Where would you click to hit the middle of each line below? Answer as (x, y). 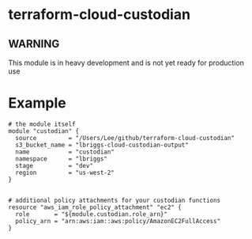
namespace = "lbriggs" (62, 159)
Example (37, 103)
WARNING (34, 44)
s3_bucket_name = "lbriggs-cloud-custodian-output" (102, 145)
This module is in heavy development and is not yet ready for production (126, 63)
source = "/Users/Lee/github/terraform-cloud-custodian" (125, 138)
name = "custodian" (65, 152)
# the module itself (42, 124)
